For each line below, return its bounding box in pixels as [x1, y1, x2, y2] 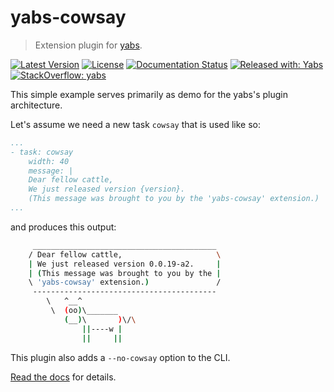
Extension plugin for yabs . [34, 39, 143, 51]
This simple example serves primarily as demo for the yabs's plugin [10, 88, 288, 100]
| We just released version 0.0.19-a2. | [28, 259, 222, 269]
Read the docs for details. [10, 371, 117, 383]
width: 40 [28, 156, 70, 166]
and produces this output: [10, 221, 117, 233]
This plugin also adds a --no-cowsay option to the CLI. [10, 351, 231, 363]
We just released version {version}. [28, 184, 186, 195]
